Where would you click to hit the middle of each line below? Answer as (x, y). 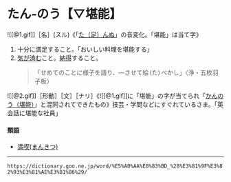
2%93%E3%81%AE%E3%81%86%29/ (47, 172)
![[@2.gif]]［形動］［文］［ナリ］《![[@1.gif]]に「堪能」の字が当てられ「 (107, 95)
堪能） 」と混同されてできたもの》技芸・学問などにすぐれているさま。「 (118, 104)
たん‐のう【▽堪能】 (64, 14)
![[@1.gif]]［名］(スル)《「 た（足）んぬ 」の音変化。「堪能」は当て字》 (105, 34)
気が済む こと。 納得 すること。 (59, 58)
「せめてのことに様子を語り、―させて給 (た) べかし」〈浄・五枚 (123, 72)
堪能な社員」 (43, 113)
